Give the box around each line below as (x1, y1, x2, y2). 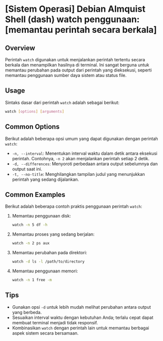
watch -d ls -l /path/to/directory (12, 259, 85, 264)
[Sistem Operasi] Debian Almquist (5, 3, 145, 15)
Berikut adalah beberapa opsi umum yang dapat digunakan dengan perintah (5, 136, 159, 142)
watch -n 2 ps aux (12, 241, 50, 246)
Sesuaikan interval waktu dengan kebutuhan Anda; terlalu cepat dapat (12, 315, 154, 320)
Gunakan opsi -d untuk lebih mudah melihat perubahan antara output (12, 304, 151, 310)
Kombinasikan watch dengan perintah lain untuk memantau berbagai (12, 325, 149, 331)
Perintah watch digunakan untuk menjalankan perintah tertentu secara (5, 57, 145, 62)
